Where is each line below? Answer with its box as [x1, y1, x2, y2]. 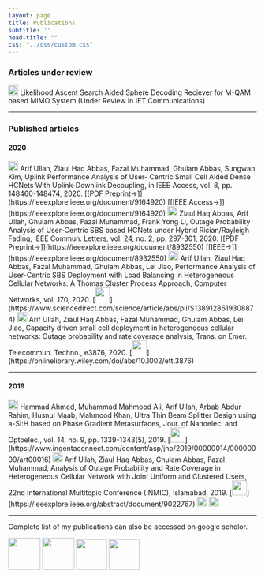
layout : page [8, 11, 51, 20]
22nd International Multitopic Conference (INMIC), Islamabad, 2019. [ [8, 487, 233, 497]
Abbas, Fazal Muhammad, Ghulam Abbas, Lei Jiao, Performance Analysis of [8, 261, 256, 271]
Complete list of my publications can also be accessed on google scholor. [8, 522, 248, 531]
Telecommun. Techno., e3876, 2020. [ [8, 347, 132, 357]
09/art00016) [8, 455, 51, 464]
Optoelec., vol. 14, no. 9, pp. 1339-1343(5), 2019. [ [8, 435, 171, 445]
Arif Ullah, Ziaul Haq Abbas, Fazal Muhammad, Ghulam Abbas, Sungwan [19, 163, 256, 173]
